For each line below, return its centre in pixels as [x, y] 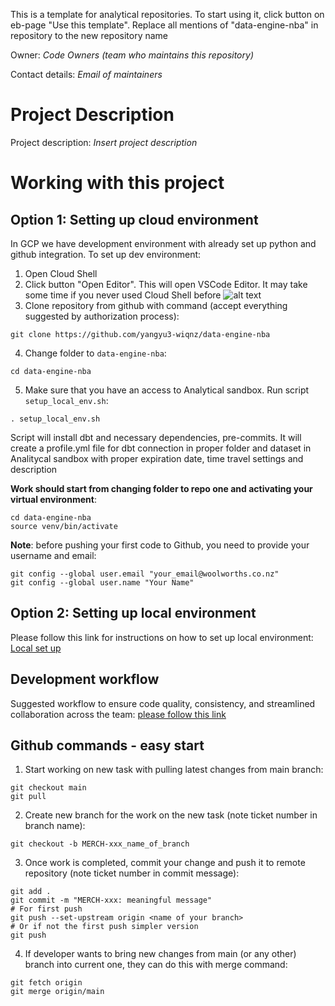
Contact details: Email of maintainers [86, 74]
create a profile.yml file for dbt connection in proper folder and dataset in [161, 448]
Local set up [36, 648]
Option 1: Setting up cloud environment [134, 219]
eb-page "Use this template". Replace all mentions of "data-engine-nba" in [164, 25]
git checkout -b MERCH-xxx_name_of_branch [100, 844]
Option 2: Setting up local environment [133, 613]
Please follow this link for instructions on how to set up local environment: [162, 637]
